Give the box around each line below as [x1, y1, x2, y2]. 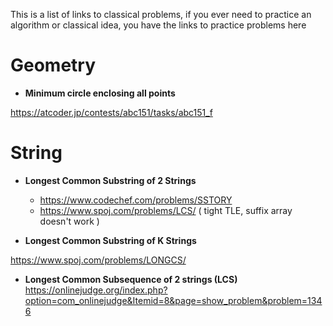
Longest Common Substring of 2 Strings [24, 174, 197, 186]
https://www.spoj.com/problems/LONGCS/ [10, 254, 187, 266]
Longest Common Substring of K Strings [24, 234, 197, 246]
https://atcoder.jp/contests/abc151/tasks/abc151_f [10, 106, 213, 118]
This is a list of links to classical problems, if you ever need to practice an [10, 9, 312, 20]
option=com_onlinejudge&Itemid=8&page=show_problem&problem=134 [24, 294, 323, 306]
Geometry [10, 54, 97, 77]
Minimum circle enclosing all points [24, 87, 176, 99]
